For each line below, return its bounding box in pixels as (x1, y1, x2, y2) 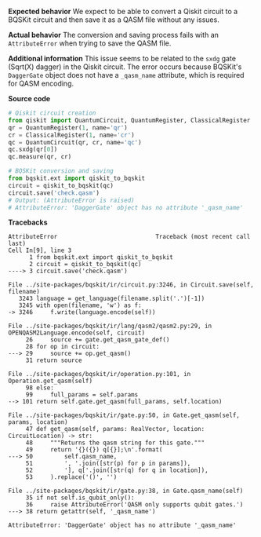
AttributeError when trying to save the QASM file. (8, 38, 172, 48)
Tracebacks (8, 217, 49, 227)
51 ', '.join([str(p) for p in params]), (25, 459, 191, 468)
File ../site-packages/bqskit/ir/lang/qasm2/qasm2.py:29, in (8, 322, 212, 331)
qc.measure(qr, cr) (8, 153, 72, 161)
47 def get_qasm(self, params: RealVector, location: (25, 426, 205, 433)
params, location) (8, 418, 68, 426)
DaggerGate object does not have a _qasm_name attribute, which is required (8, 71, 245, 79)
